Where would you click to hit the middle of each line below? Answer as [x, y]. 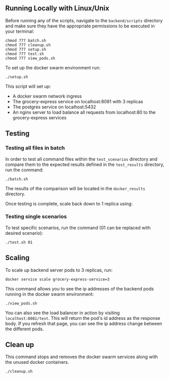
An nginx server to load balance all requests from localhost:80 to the [84, 112]
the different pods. [25, 329]
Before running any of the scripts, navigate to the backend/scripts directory [84, 20]
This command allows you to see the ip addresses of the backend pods [80, 288]
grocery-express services [39, 117]
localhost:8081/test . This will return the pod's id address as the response [83, 318]
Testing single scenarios [36, 217]
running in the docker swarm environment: [50, 294]
